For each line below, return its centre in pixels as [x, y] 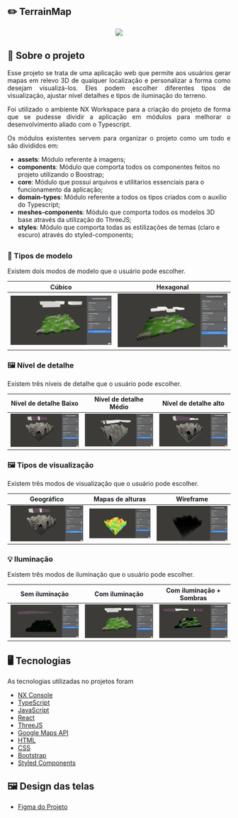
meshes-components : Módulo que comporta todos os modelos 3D [116, 212]
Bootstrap [32, 756]
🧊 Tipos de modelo [40, 256]
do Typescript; [39, 204]
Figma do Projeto [42, 807]
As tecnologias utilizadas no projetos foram [70, 681]
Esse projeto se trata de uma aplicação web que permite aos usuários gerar [119, 72]
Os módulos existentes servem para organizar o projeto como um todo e [119, 138]
